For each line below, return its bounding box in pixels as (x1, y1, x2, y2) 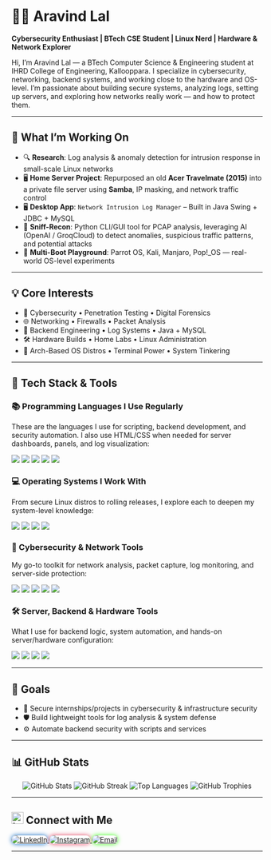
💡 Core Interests (11, 287, 94, 301)
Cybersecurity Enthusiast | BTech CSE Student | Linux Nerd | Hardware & (11, 34, 258, 43)
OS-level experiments (43, 256, 115, 265)
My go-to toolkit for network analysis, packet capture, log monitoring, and (11, 559, 254, 570)
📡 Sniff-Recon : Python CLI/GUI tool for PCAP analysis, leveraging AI (22, 221, 248, 231)
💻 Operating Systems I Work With (11, 476, 147, 487)
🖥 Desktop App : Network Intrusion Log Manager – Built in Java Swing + (22, 201, 258, 211)
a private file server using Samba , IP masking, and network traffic (22, 184, 239, 194)
